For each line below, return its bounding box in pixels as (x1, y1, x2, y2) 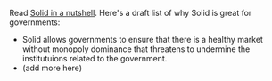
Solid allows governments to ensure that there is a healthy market (21, 35, 263, 45)
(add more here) (21, 62, 83, 73)
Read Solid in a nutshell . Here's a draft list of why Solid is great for (9, 8, 252, 18)
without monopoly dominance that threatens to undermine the (21, 44, 251, 54)
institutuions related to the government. (21, 53, 168, 63)
